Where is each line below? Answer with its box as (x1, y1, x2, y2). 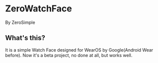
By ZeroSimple (5, 19, 36, 25)
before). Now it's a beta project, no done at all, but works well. (5, 52, 133, 58)
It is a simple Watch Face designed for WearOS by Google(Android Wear (5, 47, 154, 53)
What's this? (5, 34, 46, 42)
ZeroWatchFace (5, 3, 72, 14)
